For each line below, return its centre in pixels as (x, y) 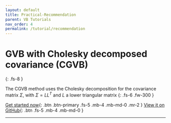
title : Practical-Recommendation (41, 15)
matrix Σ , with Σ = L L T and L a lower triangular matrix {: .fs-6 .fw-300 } (80, 95)
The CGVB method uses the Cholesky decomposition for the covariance (81, 89)
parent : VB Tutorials (28, 19)
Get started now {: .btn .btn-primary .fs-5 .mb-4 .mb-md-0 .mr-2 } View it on (85, 105)
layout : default (22, 10)
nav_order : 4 (19, 24)
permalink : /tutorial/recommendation (45, 29)
